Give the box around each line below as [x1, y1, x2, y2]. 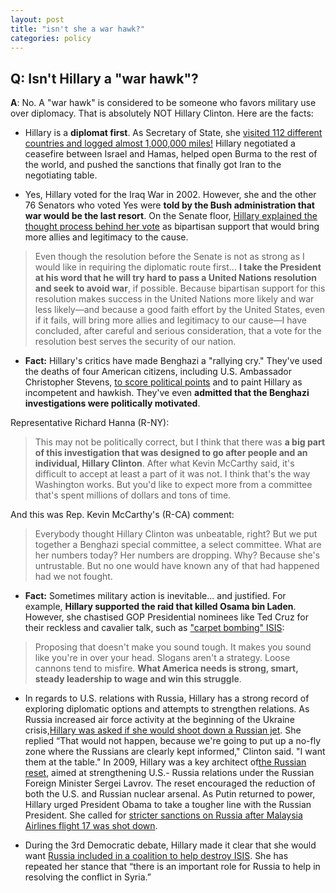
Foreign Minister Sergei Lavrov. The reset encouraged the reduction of [24, 777, 316, 790]
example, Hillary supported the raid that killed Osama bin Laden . [24, 601, 297, 613]
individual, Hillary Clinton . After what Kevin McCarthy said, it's [34, 457, 295, 470]
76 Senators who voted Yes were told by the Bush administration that [24, 199, 315, 211]
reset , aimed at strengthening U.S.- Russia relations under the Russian [24, 767, 315, 779]
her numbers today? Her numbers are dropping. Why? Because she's [34, 549, 321, 561]
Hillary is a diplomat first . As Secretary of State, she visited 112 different [24, 127, 323, 139]
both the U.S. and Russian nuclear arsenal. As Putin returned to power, [24, 788, 316, 800]
